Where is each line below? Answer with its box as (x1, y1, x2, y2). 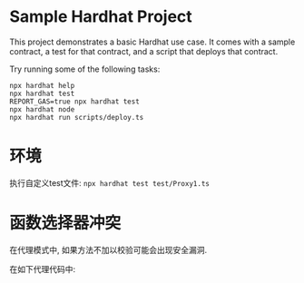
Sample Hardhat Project (9, 6, 192, 27)
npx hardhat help (9, 81, 75, 90)
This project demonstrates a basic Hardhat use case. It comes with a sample (9, 36, 296, 47)
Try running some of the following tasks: (9, 63, 161, 74)
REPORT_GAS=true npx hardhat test (9, 97, 141, 106)
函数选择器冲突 (9, 213, 122, 233)
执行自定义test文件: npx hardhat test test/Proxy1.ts (9, 177, 211, 188)
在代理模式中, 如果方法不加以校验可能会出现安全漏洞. (9, 244, 208, 255)
